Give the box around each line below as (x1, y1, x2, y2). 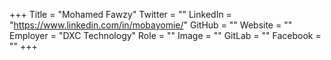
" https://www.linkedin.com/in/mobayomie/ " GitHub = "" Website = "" (9, 19, 293, 31)
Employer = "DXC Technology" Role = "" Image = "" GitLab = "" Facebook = (9, 30, 322, 41)
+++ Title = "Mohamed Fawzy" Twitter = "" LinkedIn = (9, 9, 232, 20)
